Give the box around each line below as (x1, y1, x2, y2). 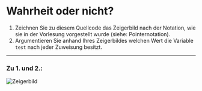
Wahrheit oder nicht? (6, 4, 114, 18)
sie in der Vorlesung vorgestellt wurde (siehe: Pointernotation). (14, 30, 171, 37)
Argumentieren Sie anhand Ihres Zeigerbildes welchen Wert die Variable (14, 37, 194, 44)
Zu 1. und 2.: (6, 64, 43, 72)
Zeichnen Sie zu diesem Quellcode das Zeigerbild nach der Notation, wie (14, 24, 196, 31)
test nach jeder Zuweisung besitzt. (14, 43, 102, 51)
